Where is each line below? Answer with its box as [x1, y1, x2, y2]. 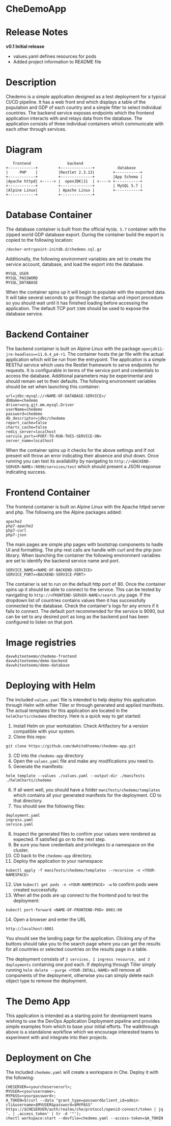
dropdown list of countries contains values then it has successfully [6, 597, 146, 603]
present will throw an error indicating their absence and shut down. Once [6, 452, 159, 458]
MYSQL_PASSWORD [6, 275, 38, 281]
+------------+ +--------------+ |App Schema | [6, 174, 143, 179]
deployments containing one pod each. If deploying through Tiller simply [6, 961, 156, 968]
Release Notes [6, 27, 68, 38]
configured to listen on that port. [6, 619, 74, 625]
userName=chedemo [6, 407, 43, 412]
